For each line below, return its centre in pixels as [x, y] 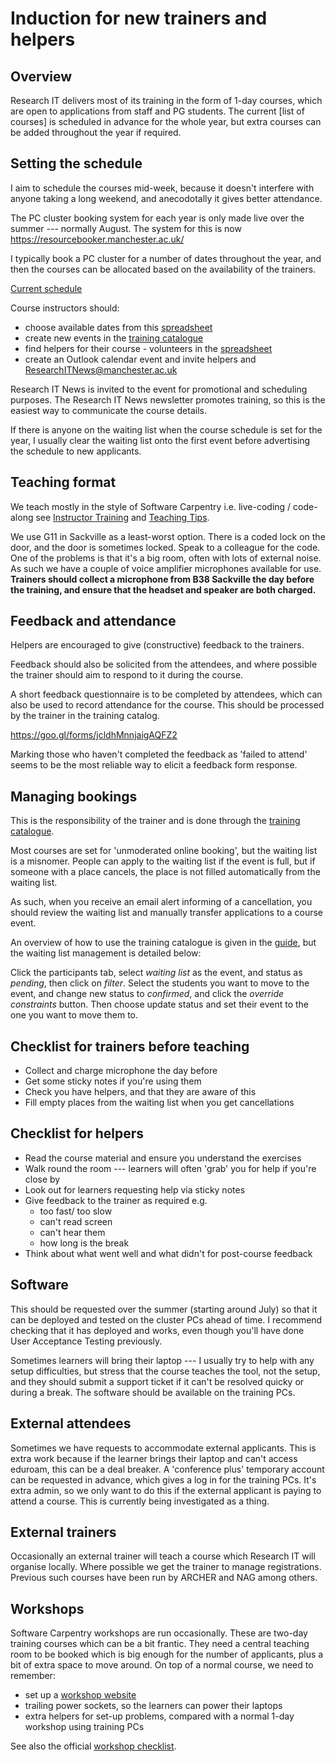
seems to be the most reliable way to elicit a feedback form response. [154, 765]
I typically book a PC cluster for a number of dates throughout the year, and [166, 258]
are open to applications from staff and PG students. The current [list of [157, 111]
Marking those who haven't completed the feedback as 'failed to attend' [159, 754]
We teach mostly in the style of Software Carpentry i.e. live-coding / [151, 506]
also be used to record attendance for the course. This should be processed [167, 705]
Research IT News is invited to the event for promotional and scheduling [159, 389]
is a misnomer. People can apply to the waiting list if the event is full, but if [163, 861]
